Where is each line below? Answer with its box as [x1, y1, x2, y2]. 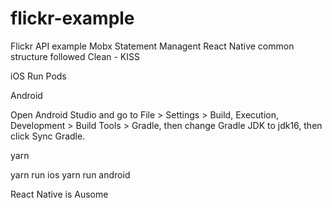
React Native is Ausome [10, 188, 109, 200]
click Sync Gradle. [10, 130, 86, 142]
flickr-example [10, 7, 135, 30]
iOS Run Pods [10, 70, 67, 82]
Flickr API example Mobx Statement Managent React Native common [10, 40, 295, 52]
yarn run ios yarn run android [10, 168, 131, 181]
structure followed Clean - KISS [10, 50, 140, 62]
